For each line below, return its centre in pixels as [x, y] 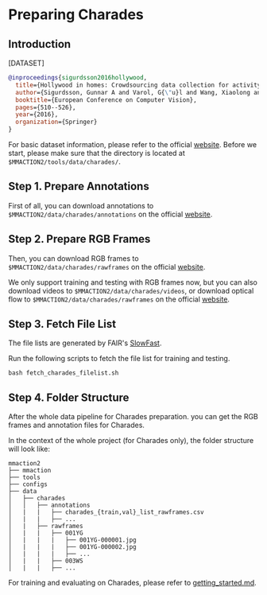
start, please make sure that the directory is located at [97, 153]
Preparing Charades [76, 15]
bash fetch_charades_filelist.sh [64, 373]
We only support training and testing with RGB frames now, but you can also [133, 282]
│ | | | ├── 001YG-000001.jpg [72, 540]
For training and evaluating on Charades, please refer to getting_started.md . [132, 583]
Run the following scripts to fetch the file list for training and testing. [119, 359]
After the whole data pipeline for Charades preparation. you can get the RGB [133, 417]
